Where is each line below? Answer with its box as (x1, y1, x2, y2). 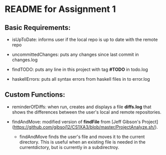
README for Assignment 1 (4, 3, 116, 15)
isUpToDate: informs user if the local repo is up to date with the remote (11, 36, 158, 42)
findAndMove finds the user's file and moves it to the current (19, 134, 145, 140)
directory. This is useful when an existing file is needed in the (19, 139, 146, 145)
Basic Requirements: (4, 23, 71, 32)
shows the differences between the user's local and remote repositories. (11, 109, 161, 115)
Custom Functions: (4, 91, 65, 99)
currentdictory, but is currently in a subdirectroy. (19, 144, 119, 150)
